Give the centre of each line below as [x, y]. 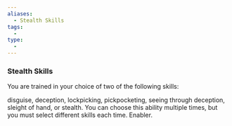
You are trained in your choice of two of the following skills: [93, 87]
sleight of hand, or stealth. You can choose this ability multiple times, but [112, 108]
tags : [15, 27]
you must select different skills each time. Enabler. [80, 115]
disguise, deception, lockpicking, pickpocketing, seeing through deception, [116, 100]
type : [15, 40]
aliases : [20, 14]
